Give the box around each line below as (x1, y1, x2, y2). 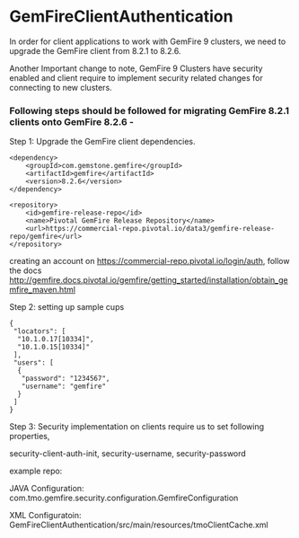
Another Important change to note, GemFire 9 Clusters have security (9, 63, 263, 74)
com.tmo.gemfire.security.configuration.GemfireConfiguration (9, 492, 239, 504)
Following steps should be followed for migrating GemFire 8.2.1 (9, 104, 290, 117)
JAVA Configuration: (9, 483, 84, 494)
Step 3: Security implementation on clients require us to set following (9, 421, 265, 432)
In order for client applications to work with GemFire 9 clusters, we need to (9, 36, 286, 47)
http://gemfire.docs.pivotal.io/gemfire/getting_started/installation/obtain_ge (9, 275, 289, 286)
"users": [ (13, 358, 54, 367)
